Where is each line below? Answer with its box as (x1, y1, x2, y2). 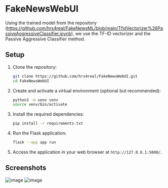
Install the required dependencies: (12, 111, 85, 117)
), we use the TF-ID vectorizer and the (71, 30, 151, 36)
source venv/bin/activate (12, 102, 67, 107)
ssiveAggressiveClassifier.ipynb (5, 30, 72, 36)
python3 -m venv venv (12, 97, 59, 103)
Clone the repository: (12, 64, 57, 70)
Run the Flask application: (12, 130, 67, 136)
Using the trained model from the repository (5, 20, 97, 26)
